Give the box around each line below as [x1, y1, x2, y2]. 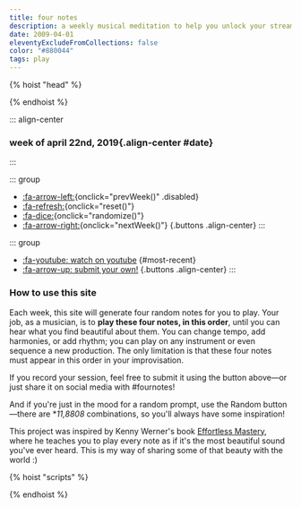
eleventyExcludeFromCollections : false [9, 38, 159, 47]
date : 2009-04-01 [9, 30, 74, 39]
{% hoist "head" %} [9, 80, 82, 90]
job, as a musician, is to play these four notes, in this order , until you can [9, 316, 280, 327]
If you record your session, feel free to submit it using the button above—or [9, 372, 288, 382]
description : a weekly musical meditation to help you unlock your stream [9, 21, 295, 30]
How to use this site [9, 287, 97, 299]
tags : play [9, 55, 50, 64]
